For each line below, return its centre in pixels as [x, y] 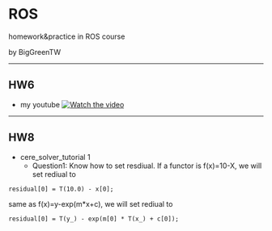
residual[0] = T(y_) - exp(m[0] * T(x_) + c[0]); [94, 219]
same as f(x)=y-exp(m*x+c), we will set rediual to [91, 204]
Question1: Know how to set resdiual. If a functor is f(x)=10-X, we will [147, 166]
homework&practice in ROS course [67, 36]
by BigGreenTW [35, 52]
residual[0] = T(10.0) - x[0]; [61, 189]
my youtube [40, 104]
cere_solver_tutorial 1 [55, 157]
